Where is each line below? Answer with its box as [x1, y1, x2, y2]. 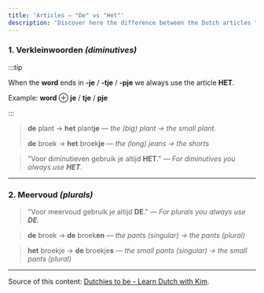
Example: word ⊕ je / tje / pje [8, 93, 108, 102]
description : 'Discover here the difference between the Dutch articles [8, 19, 251, 27]
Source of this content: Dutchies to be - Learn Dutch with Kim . [8, 277, 210, 287]
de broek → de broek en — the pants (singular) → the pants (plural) [27, 231, 246, 240]
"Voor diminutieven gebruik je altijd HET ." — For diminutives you [27, 154, 236, 163]
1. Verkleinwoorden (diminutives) [8, 45, 137, 56]
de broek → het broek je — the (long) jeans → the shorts [27, 138, 210, 148]
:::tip [8, 62, 23, 71]
